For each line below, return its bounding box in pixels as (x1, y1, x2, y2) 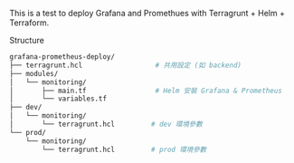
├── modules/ (9, 69, 59, 78)
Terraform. (9, 17, 50, 28)
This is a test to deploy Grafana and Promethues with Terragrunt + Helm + (9, 8, 285, 18)
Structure (9, 35, 45, 45)
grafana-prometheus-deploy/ (9, 53, 116, 62)
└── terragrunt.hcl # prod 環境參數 (42, 145, 207, 154)
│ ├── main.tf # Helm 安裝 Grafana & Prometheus (9, 86, 282, 95)
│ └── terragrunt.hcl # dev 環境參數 (9, 120, 204, 129)
